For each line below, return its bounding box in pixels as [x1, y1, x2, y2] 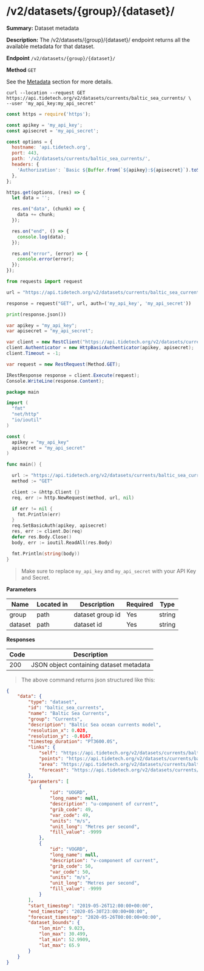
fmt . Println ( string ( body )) [12, 551, 80, 557]
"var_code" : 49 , [49, 812, 91, 818]
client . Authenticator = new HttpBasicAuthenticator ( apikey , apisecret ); [6, 345, 194, 351]
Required [126, 600, 154, 608]
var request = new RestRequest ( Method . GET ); [6, 361, 121, 367]
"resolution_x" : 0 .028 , [28, 727, 88, 734]
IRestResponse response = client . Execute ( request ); [6, 372, 140, 378]
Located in [36, 600, 68, 608]
